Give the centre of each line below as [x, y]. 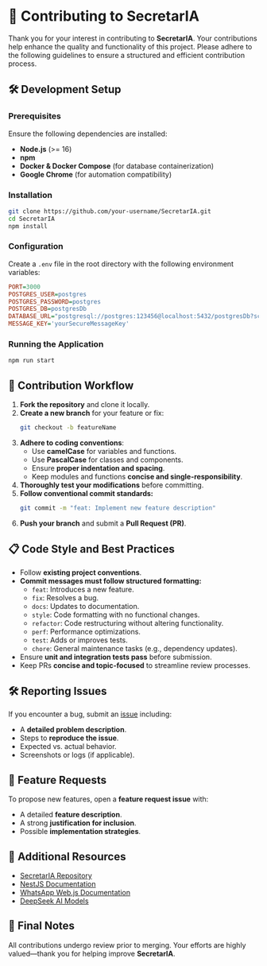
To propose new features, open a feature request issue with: [108, 799]
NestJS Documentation [58, 884]
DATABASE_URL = [32, 316]
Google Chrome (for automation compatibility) [96, 174]
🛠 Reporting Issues [58, 691]
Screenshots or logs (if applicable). [77, 755]
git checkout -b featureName [68, 428]
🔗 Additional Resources [67, 857]
